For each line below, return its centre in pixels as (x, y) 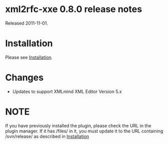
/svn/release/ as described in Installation (47, 136)
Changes (24, 78)
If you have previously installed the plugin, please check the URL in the (78, 125)
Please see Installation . (29, 57)
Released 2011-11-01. (27, 23)
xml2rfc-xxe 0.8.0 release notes (74, 9)
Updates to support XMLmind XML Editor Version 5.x (67, 91)
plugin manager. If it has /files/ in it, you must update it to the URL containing (84, 131)
